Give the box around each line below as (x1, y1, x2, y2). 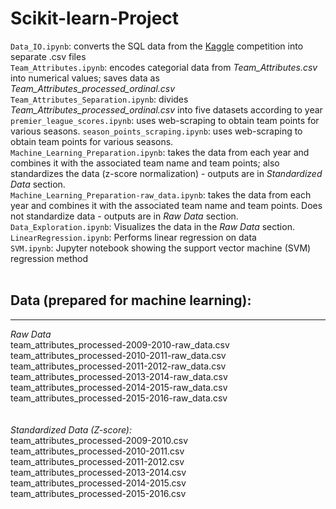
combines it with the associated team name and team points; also (10, 157, 280, 169)
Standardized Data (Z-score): (10, 423, 132, 436)
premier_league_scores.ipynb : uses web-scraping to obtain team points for (10, 114, 320, 126)
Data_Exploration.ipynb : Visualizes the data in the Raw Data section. (10, 220, 295, 232)
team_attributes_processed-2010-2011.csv (10, 445, 185, 457)
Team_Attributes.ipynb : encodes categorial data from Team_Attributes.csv (10, 61, 318, 73)
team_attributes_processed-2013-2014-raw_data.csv (10, 370, 228, 382)
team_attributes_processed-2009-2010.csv (10, 434, 189, 446)
